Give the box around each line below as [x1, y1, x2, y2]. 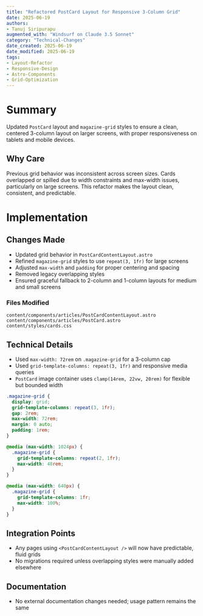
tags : [6, 54, 20, 60]
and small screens [15, 283, 61, 290]
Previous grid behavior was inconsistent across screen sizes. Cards [6, 170, 176, 177]
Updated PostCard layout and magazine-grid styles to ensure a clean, [6, 123, 178, 131]
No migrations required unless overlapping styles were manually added [15, 558, 194, 565]
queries [15, 368, 35, 376]
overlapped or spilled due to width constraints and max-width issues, [6, 176, 180, 183]
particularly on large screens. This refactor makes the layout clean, [6, 183, 174, 190]
